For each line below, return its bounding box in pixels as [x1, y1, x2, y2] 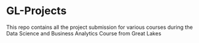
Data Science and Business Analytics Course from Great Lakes [6, 29, 162, 37]
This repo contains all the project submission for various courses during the [6, 24, 193, 31]
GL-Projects [6, 4, 67, 18]
